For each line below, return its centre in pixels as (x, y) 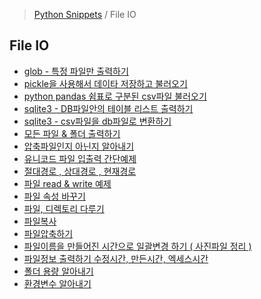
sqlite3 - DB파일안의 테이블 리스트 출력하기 (108, 108)
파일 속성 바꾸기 (54, 196)
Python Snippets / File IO (85, 14)
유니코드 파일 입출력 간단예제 (80, 158)
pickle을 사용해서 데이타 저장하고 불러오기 (105, 83)
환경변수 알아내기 (57, 283)
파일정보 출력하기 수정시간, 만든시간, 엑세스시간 (116, 258)
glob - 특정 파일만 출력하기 (76, 71)
